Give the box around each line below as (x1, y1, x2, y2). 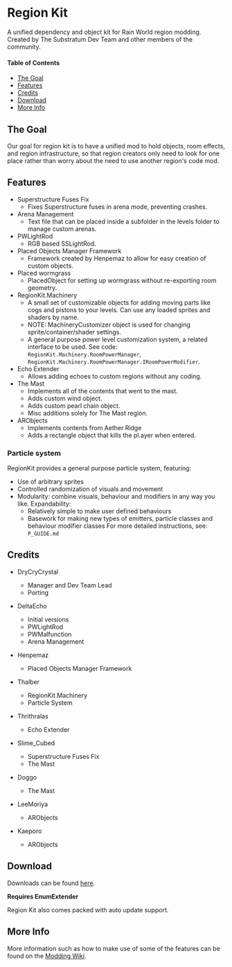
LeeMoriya (17, 800, 48, 808)
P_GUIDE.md (27, 531, 60, 538)
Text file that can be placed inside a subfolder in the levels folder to (27, 217, 220, 225)
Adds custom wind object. (27, 394, 102, 402)
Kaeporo (17, 827, 42, 835)
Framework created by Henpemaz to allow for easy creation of (27, 254, 206, 262)
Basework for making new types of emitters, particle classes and (27, 515, 213, 523)
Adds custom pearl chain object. (27, 401, 121, 410)
